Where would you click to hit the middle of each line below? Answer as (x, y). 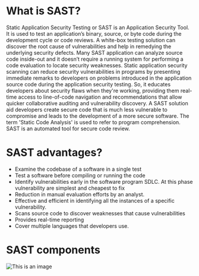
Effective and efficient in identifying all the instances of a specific (95, 200)
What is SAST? (44, 11)
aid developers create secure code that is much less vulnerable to (87, 109)
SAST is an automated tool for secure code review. (68, 128)
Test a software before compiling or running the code (80, 175)
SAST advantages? (54, 153)
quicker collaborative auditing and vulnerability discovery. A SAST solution (97, 103)
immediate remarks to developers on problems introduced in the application (99, 78)
